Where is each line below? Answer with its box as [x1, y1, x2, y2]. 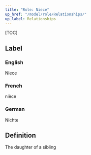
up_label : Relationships [5, 16, 56, 21]
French [5, 82, 23, 89]
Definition [5, 131, 36, 140]
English [5, 59, 24, 65]
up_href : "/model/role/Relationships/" [5, 12, 87, 17]
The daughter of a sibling [5, 144, 57, 150]
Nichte [5, 117, 19, 123]
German [5, 106, 25, 113]
